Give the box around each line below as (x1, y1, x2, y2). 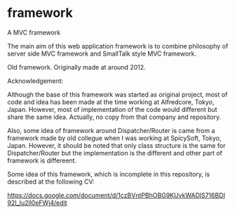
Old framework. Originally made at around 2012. (7, 63, 146, 71)
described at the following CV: (7, 177, 95, 186)
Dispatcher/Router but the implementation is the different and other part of (7, 149, 222, 157)
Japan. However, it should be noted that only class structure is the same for (7, 141, 226, 149)
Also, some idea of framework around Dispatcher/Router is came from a (7, 126, 215, 134)
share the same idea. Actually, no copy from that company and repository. (7, 113, 222, 121)
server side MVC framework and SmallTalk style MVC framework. (7, 49, 197, 58)
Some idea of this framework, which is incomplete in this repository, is (7, 170, 210, 178)
